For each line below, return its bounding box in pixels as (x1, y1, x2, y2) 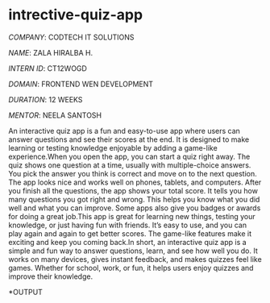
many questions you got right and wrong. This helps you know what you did (8, 194, 260, 204)
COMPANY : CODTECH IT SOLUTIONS (8, 32, 135, 42)
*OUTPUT (8, 287, 43, 297)
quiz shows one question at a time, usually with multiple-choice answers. (8, 160, 251, 170)
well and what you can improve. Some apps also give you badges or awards (8, 203, 261, 213)
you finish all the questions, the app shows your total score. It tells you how (8, 185, 258, 195)
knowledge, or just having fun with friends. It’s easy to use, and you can (8, 220, 247, 230)
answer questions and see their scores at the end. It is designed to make (8, 135, 250, 144)
